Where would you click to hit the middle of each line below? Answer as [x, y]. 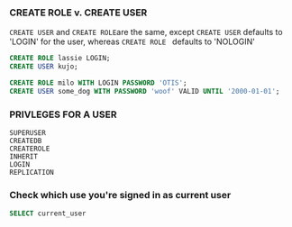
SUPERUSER [28, 133]
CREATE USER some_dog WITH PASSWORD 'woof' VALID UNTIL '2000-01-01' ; [145, 91]
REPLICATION [32, 173]
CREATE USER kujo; [44, 67]
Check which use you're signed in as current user [120, 195]
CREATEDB [26, 141]
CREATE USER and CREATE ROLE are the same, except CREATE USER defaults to [146, 32]
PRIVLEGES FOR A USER [63, 114]
